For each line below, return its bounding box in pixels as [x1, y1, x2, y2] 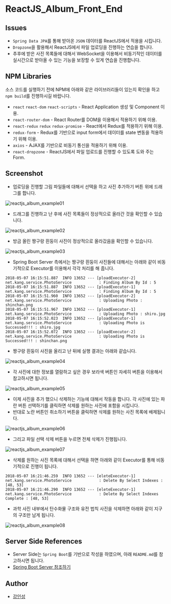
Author [5, 579, 28, 588]
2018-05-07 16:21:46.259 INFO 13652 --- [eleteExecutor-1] [5, 473, 136, 478]
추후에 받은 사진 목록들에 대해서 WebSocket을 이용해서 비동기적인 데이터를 [12, 51, 162, 56]
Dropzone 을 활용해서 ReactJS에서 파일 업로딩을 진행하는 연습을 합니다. [12, 44, 154, 50]
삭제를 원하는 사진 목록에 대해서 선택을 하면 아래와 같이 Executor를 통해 [12, 457, 156, 463]
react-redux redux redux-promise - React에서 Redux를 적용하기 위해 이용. [12, 123, 163, 129]
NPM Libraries [5, 72, 52, 81]
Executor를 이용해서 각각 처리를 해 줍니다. [30, 265, 115, 271]
